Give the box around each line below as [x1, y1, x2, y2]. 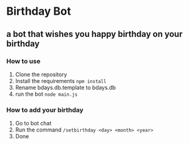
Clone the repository [15, 71, 67, 78]
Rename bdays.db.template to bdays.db [15, 84, 116, 91]
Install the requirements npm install [15, 77, 107, 84]
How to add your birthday [6, 106, 84, 114]
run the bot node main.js [15, 90, 78, 98]
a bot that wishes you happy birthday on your [6, 29, 183, 39]
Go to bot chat [15, 120, 52, 127]
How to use [6, 57, 41, 65]
